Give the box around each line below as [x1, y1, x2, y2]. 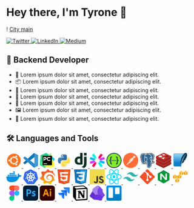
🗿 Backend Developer [6, 55, 89, 65]
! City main [6, 25, 33, 33]
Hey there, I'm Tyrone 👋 [6, 5, 127, 19]
